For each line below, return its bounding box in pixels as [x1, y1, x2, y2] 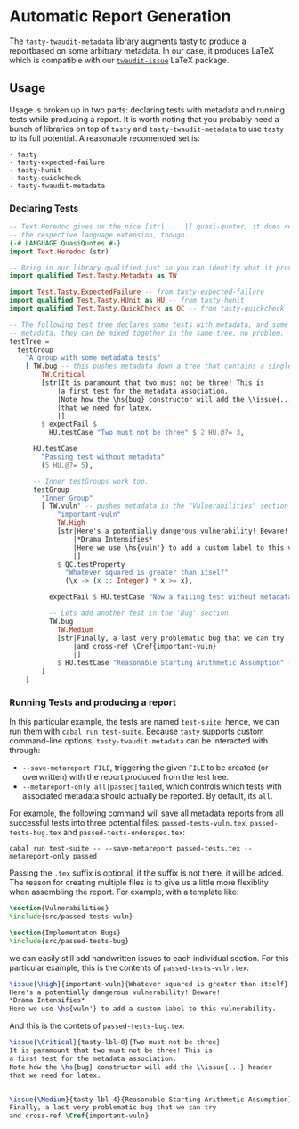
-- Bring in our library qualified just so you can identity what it [9, 263, 273, 272]
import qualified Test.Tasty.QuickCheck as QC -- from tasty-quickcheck [9, 304, 285, 313]
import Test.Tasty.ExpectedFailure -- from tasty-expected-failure [9, 287, 265, 296]
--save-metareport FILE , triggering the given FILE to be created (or [21, 762, 269, 773]
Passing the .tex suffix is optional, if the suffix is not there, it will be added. [9, 868, 285, 878]
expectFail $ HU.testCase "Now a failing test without [48, 593, 256, 602]
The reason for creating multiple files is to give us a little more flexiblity [9, 877, 269, 888]
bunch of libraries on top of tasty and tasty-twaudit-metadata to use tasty [9, 123, 285, 134]
